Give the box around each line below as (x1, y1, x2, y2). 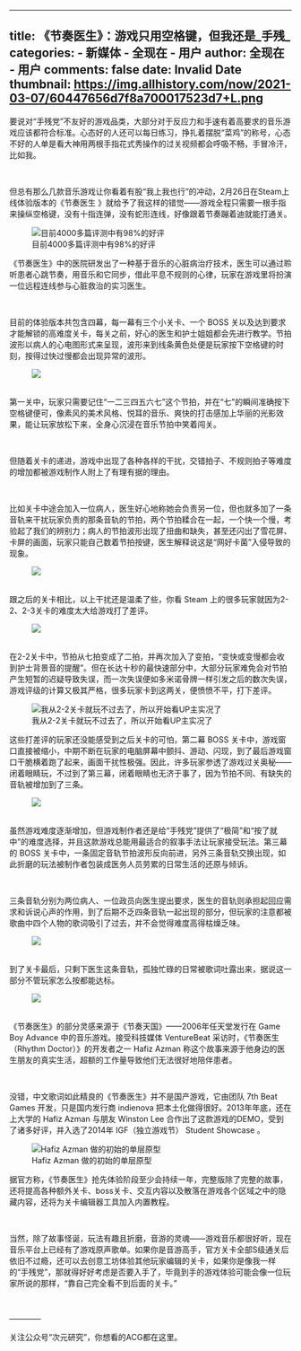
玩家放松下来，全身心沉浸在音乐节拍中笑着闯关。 (39, 418, 221, 429)
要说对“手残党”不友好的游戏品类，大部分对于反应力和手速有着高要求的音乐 (9, 116, 284, 127)
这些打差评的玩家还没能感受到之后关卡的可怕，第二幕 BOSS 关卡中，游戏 (9, 733, 279, 745)
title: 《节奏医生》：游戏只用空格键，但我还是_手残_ (9, 29, 291, 44)
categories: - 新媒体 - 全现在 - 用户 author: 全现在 (9, 46, 285, 61)
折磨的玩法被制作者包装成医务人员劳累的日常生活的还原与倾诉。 (16, 858, 253, 869)
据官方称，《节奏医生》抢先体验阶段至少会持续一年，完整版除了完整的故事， (9, 1173, 288, 1185)
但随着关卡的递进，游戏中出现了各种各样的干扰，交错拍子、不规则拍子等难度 (9, 455, 292, 466)
